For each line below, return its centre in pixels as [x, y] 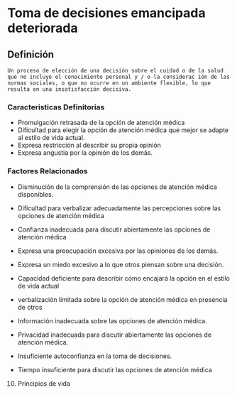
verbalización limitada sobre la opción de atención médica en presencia [122, 299]
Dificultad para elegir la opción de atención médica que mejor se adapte [123, 130]
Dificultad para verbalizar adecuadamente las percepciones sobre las [119, 208]
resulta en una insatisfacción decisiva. [70, 90]
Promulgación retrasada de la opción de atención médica [101, 123]
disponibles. [35, 194]
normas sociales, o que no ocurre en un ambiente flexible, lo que [109, 83]
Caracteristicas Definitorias [56, 107]
